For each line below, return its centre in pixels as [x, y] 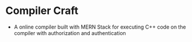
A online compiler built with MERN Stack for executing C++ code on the [100, 27]
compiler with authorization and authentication [70, 33]
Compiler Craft [42, 11]
